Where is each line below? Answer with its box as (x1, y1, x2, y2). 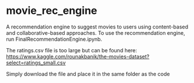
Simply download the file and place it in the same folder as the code (6, 70, 170, 77)
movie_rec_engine (6, 4, 98, 17)
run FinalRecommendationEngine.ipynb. (6, 35, 103, 42)
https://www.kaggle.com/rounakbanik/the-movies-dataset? (6, 53, 149, 60)
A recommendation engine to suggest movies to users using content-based (6, 23, 189, 30)
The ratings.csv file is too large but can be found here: (6, 46, 138, 53)
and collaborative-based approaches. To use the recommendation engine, (6, 29, 186, 36)
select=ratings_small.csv (6, 59, 66, 66)
